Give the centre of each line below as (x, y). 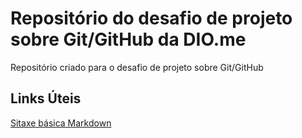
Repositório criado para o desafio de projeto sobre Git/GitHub (137, 67)
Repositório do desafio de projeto (151, 18)
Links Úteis (46, 98)
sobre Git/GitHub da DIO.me (128, 39)
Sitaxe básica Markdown (61, 123)
